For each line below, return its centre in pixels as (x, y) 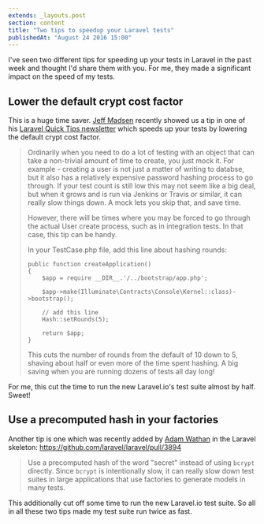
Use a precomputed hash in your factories (113, 420)
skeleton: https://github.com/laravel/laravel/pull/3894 (95, 447)
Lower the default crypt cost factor (96, 101)
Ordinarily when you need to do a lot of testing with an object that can (141, 152)
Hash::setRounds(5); (76, 320)
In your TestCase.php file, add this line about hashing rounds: (127, 250)
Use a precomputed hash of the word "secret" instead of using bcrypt (141, 463)
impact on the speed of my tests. (62, 76)
